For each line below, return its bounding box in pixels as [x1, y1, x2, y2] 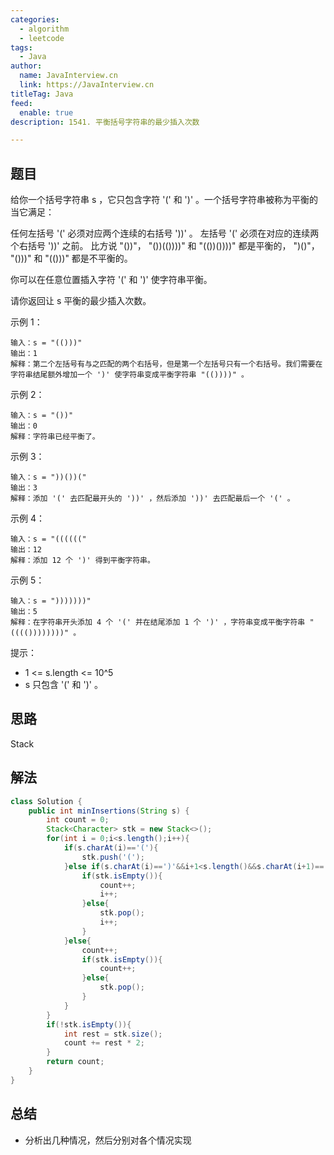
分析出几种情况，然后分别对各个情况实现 [24, 1134, 192, 1146]
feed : [10, 98, 33, 108]
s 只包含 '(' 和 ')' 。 [24, 679, 103, 691]
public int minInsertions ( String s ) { [28, 806, 190, 816]
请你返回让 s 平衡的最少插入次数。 [10, 295, 152, 307]
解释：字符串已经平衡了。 [10, 432, 100, 442]
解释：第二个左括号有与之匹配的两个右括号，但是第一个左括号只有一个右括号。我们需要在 [10, 359, 323, 370]
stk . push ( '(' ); [81, 852, 145, 862]
